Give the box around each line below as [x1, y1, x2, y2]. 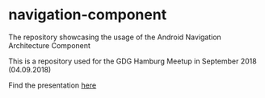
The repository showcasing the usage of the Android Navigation [8, 32, 222, 42]
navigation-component [8, 6, 167, 24]
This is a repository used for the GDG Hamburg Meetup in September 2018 [8, 56, 257, 66]
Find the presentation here [8, 80, 97, 90]
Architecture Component [8, 40, 91, 50]
